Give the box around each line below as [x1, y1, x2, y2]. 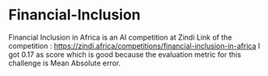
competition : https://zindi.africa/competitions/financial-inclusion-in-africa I [8, 40, 261, 50]
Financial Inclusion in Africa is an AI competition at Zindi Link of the [8, 32, 232, 42]
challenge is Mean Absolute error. [8, 58, 121, 68]
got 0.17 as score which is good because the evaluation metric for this [8, 49, 241, 59]
